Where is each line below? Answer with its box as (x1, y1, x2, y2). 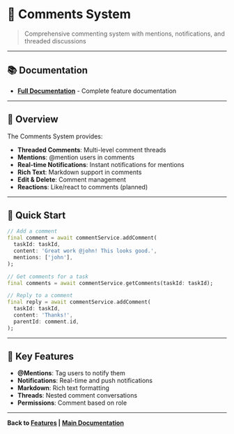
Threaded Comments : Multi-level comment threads (17, 145, 166, 154)
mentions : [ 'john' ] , (13, 254, 73, 261)
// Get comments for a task (7, 273, 89, 280)
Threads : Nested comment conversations (17, 391, 138, 400)
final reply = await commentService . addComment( (7, 298, 151, 306)
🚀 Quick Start (7, 209, 66, 221)
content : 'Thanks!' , (13, 312, 73, 319)
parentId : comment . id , (13, 318, 79, 325)
